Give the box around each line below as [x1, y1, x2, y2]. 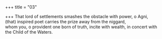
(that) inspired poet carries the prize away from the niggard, [5, 19, 126, 24]
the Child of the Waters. [5, 29, 53, 35]
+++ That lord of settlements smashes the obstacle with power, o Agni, [5, 14, 148, 19]
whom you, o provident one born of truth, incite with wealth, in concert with [5, 24, 158, 30]
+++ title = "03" [5, 4, 37, 10]
